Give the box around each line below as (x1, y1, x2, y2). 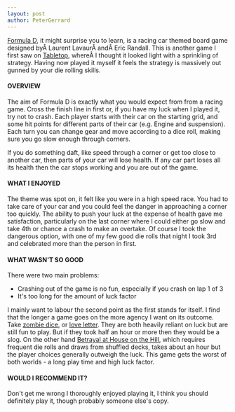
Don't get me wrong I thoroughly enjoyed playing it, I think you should (7, 390, 208, 398)
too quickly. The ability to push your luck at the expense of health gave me (7, 210, 223, 218)
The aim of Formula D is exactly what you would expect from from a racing (7, 97, 223, 106)
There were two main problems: (7, 271, 100, 280)
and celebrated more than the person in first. (7, 239, 137, 247)
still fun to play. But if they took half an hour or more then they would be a (7, 328, 220, 336)
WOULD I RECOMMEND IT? (7, 373, 88, 382)
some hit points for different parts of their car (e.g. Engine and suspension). (7, 120, 226, 128)
